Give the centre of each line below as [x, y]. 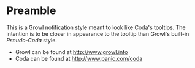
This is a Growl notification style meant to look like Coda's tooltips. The [96, 27]
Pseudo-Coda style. [32, 40]
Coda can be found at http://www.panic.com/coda [79, 58]
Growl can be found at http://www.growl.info [71, 52]
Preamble [31, 11]
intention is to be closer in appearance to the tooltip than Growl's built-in [98, 33]
